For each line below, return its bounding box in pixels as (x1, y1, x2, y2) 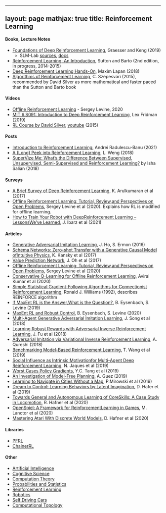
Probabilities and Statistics (12, 481, 67, 487)
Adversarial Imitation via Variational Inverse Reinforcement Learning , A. (12, 336, 157, 342)
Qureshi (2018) (12, 342, 43, 348)
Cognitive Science (12, 470, 50, 476)
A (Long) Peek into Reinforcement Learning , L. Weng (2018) (12, 150, 134, 155)
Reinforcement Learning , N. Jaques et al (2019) (12, 362, 109, 369)
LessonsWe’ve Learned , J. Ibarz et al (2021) (12, 219, 102, 225)
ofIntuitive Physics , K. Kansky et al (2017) (12, 252, 97, 258)
